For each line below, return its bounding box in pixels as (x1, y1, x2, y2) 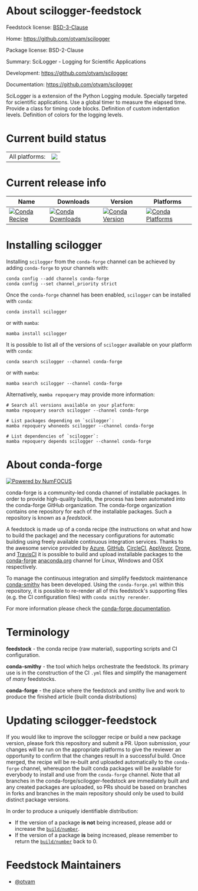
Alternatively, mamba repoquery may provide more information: (6, 391, 155, 398)
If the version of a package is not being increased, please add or (14, 819, 172, 826)
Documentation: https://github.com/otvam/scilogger (6, 81, 133, 88)
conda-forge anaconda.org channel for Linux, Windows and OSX (6, 557, 164, 564)
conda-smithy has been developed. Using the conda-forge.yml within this (6, 580, 184, 588)
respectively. (6, 563, 37, 570)
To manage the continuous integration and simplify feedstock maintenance (6, 575, 188, 582)
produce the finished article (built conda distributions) (6, 693, 137, 700)
